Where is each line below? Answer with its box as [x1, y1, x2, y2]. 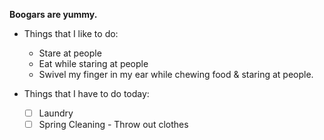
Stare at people [38, 47, 102, 59]
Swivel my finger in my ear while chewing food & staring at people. [38, 69, 314, 80]
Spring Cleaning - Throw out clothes [38, 119, 189, 131]
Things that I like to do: [23, 28, 119, 39]
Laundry [38, 107, 74, 119]
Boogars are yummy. [9, 9, 98, 20]
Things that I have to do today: [23, 88, 150, 99]
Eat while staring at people [38, 58, 149, 69]
